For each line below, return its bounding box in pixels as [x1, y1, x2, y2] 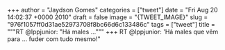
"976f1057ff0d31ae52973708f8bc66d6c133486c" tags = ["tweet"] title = [7, 21, 215, 28]
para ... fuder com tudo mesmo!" [7, 35, 101, 43]
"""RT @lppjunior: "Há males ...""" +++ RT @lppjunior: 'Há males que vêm [7, 27, 219, 36]
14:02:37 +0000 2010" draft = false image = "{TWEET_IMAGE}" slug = [7, 13, 208, 21]
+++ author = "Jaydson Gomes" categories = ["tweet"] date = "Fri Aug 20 [7, 6, 218, 14]
